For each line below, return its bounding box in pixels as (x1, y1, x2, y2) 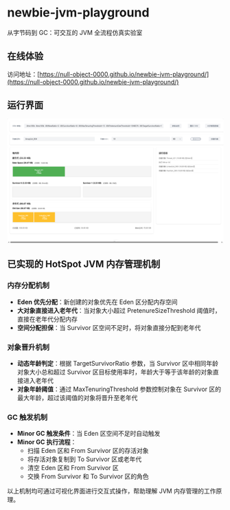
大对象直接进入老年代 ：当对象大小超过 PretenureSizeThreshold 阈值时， (16, 306, 221, 314)
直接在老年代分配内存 (16, 315, 78, 323)
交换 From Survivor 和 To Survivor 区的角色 (27, 472, 149, 480)
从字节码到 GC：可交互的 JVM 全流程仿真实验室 (7, 28, 143, 36)
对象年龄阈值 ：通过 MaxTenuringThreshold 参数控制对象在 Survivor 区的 (16, 385, 222, 393)
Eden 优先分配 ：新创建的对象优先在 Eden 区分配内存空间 (16, 298, 178, 306)
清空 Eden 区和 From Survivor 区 (27, 464, 119, 472)
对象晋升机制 (7, 342, 50, 352)
